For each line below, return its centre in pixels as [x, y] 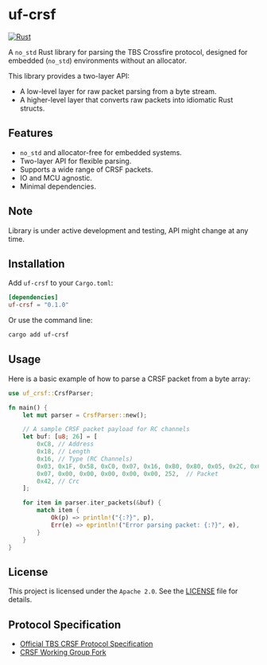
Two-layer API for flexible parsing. [75, 161]
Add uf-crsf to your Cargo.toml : [61, 283]
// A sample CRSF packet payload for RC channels [106, 430]
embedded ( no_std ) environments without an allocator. [98, 60]
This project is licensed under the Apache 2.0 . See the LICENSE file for [123, 591]
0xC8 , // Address [65, 444]
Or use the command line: [50, 321]
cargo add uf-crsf [39, 335]
